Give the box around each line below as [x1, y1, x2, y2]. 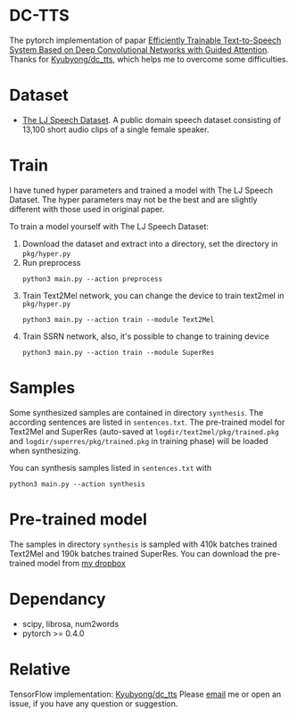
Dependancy [9, 589, 106, 609]
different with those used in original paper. [9, 203, 165, 214]
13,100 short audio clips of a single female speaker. [21, 124, 210, 135]
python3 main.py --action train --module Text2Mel [21, 315, 215, 324]
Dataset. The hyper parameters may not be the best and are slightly [9, 194, 258, 205]
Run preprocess [21, 257, 82, 268]
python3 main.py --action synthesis [9, 479, 145, 489]
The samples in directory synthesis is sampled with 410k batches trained [9, 539, 277, 549]
